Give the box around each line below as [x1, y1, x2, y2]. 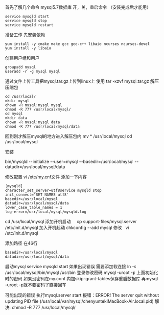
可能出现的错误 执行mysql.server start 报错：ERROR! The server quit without [5, 292, 159, 298]
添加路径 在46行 [5, 240, 38, 246]
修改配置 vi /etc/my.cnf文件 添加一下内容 [5, 174, 87, 180]
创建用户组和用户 [5, 55, 40, 61]
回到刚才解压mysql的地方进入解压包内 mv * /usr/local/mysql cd [5, 134, 132, 139]
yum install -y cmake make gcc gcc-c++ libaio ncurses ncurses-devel [5, 42, 150, 46]
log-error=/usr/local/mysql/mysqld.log [5, 209, 87, 214]
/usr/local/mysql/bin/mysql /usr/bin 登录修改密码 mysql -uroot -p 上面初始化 [5, 270, 158, 275]
